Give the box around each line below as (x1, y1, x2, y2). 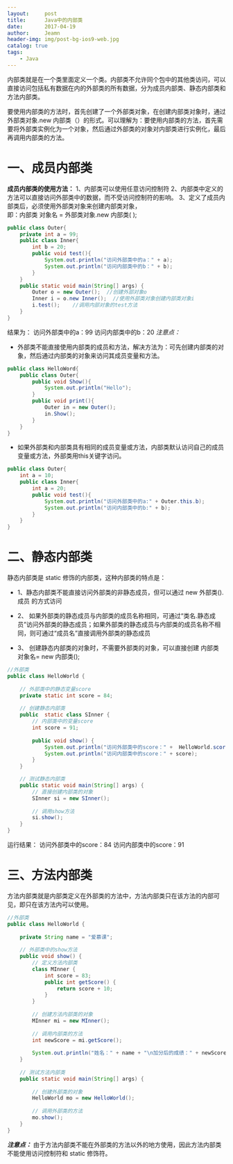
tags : (7, 49, 23, 56)
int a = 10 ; (19, 472, 54, 479)
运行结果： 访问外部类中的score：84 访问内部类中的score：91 (7, 841, 184, 848)
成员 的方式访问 (17, 597, 62, 606)
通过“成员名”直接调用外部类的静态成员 (41, 629, 151, 637)
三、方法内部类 (7, 868, 93, 883)
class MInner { (32, 966, 76, 973)
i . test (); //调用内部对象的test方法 (32, 302, 138, 309)
